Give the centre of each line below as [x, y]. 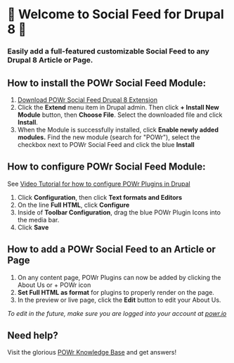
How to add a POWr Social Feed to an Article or [112, 249]
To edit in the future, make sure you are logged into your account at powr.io [117, 313]
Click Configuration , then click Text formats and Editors [100, 197]
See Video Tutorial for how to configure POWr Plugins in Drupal [99, 184]
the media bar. [38, 219]
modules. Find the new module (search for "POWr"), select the [109, 137]
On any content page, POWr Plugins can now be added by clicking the [119, 277]
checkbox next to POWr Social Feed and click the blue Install [106, 144]
